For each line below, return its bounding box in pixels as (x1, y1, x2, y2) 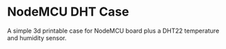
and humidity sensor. (7, 33, 67, 42)
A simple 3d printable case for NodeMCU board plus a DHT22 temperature (7, 27, 220, 35)
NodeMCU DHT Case (7, 4, 130, 20)
